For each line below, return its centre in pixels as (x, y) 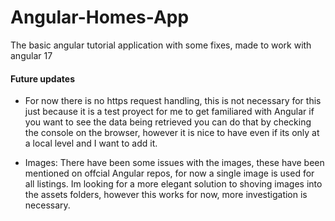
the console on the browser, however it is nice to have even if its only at (172, 133)
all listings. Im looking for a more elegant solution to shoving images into (173, 184)
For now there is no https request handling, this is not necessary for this (173, 101)
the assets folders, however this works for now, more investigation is (166, 195)
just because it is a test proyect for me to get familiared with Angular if (169, 112)
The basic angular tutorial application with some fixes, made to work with (161, 45)
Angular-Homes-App (100, 17)
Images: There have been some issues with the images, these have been (174, 163)
